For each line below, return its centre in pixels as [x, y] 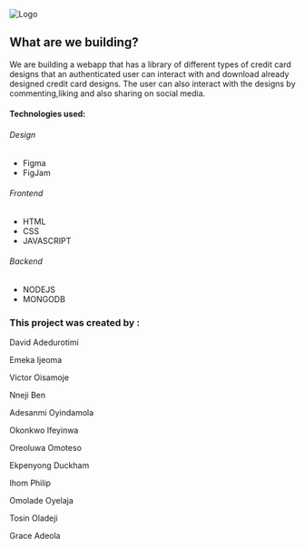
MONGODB [44, 299]
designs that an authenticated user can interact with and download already [149, 73]
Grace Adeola [35, 536]
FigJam [37, 172]
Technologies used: [48, 114]
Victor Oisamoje [39, 377]
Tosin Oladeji [34, 518]
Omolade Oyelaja [42, 501]
